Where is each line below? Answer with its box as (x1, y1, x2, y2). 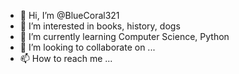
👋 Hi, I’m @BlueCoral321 (19, 10, 120, 21)
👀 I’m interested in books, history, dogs (19, 20, 181, 32)
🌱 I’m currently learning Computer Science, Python (19, 31, 230, 42)
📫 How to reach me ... (19, 53, 113, 64)
